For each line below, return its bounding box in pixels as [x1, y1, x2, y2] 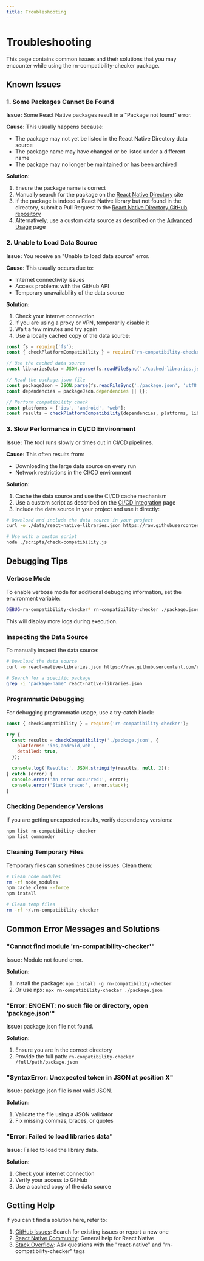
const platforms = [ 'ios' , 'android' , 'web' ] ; [6, 405, 126, 411]
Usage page [15, 223, 46, 231]
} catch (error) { [6, 770, 53, 777]
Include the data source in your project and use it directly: [15, 505, 160, 512]
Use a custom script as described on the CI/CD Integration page [15, 498, 176, 506]
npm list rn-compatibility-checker [6, 828, 97, 834]
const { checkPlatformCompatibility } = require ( [6, 349, 135, 355]
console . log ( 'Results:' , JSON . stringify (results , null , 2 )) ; [12, 765, 170, 771]
